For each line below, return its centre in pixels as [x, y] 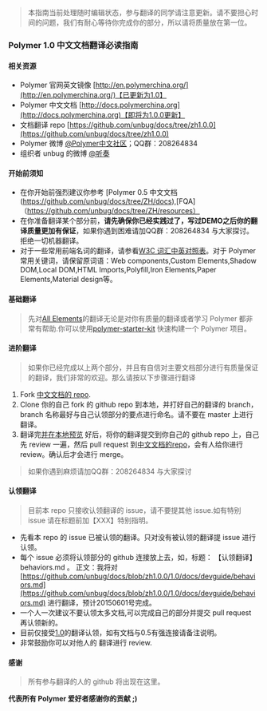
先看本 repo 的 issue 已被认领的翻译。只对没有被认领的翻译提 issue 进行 [138, 537]
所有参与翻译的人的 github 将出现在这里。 [96, 681]
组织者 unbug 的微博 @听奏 [65, 153]
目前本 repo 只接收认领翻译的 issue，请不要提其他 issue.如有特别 [134, 510]
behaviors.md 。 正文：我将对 [69, 567]
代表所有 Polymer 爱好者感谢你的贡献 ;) [73, 699]
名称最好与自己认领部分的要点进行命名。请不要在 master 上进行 [149, 414]
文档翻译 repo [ [45, 125]
